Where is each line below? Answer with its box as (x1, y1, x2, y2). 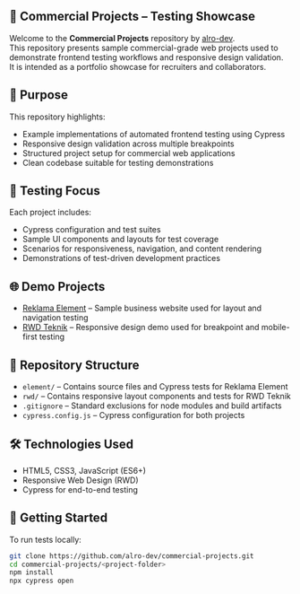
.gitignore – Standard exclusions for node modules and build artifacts (21, 400, 282, 411)
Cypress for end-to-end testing (21, 484, 139, 494)
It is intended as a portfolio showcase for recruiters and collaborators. (9, 61, 267, 72)
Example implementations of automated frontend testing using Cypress (21, 128, 286, 139)
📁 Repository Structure (9, 357, 140, 372)
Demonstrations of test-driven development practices (21, 253, 221, 264)
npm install (9, 568, 54, 577)
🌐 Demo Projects (9, 279, 106, 294)
